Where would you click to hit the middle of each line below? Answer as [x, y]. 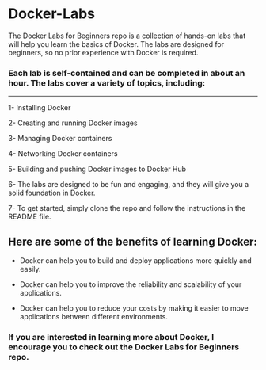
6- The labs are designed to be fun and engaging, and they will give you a [129, 185]
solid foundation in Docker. [52, 193]
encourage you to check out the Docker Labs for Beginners [124, 347]
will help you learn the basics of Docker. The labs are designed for [116, 44]
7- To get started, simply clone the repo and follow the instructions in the [127, 208]
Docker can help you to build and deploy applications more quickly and [135, 261]
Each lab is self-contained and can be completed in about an [127, 73]
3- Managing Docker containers [60, 139]
